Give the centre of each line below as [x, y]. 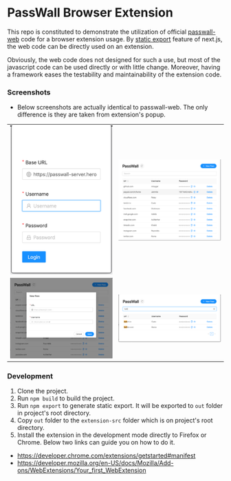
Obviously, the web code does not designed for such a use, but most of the [114, 59]
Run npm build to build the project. [66, 398]
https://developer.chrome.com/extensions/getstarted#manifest [106, 456]
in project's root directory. [54, 413]
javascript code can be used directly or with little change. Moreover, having [114, 67]
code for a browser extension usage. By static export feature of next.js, [121, 39]
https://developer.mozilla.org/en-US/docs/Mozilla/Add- [95, 462]
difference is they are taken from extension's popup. [91, 114]
